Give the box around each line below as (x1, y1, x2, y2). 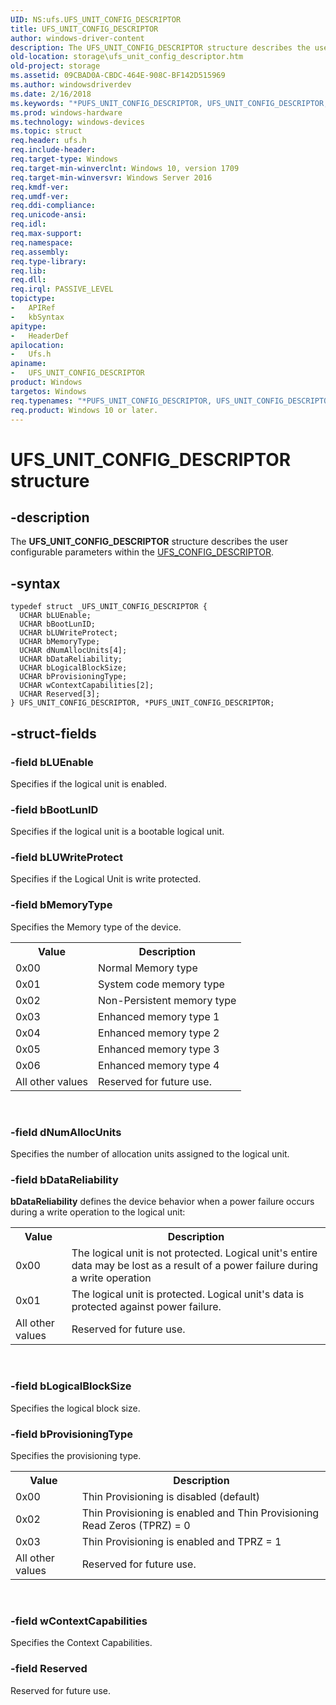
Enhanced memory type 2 (98, 1026, 220, 1040)
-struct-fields (10, 725, 97, 742)
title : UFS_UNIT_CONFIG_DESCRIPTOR (10, 24, 159, 34)
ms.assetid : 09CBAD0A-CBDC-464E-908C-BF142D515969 (10, 71, 226, 81)
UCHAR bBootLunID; (19, 619, 97, 630)
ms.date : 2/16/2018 (10, 89, 92, 99)
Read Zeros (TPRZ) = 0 (81, 1518, 191, 1532)
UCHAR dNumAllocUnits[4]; (19, 646, 128, 656)
